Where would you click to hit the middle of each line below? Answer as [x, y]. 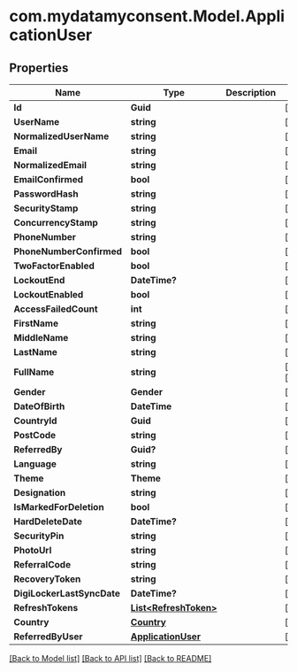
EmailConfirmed [49, 179]
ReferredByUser [48, 637]
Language [35, 464]
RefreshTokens [46, 608]
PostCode [35, 435]
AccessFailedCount [56, 309]
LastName [35, 352]
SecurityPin [39, 536]
